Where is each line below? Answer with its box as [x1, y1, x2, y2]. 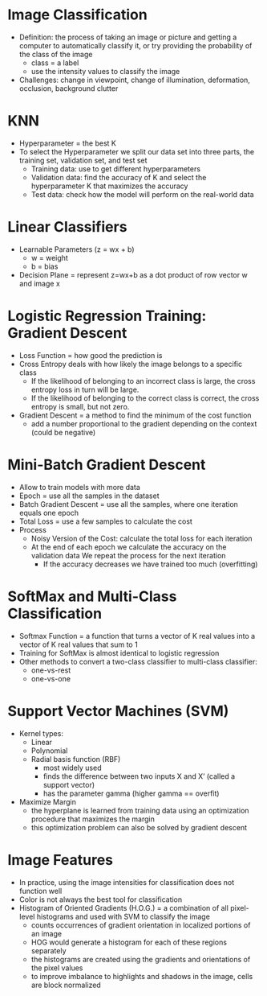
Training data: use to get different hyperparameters [30, 163, 201, 174]
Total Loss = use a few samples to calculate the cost [18, 517, 193, 526]
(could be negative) [30, 427, 96, 437]
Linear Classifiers [7, 218, 127, 237]
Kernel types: [18, 728, 63, 738]
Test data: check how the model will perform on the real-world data [30, 189, 254, 199]
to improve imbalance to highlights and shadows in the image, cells [30, 971, 253, 981]
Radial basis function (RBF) [30, 754, 121, 763]
